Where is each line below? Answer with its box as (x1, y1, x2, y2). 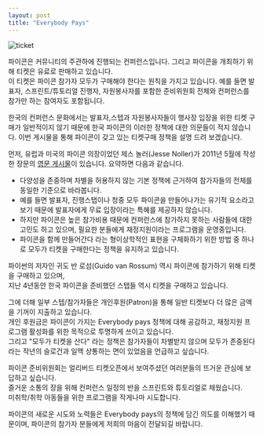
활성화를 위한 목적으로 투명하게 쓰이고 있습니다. (28, 327, 174, 336)
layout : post (8, 11, 51, 20)
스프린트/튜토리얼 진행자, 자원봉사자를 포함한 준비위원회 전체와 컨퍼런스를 (24, 86, 250, 95)
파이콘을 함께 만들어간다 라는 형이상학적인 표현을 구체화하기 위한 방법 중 (19, 234, 240, 244)
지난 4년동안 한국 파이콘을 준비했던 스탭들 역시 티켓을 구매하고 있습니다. (8, 280, 228, 290)
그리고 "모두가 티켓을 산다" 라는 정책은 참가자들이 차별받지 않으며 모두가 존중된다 (8, 336, 256, 346)
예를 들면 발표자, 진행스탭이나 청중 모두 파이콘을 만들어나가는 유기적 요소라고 (19, 195, 255, 204)
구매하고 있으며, (16, 270, 65, 280)
